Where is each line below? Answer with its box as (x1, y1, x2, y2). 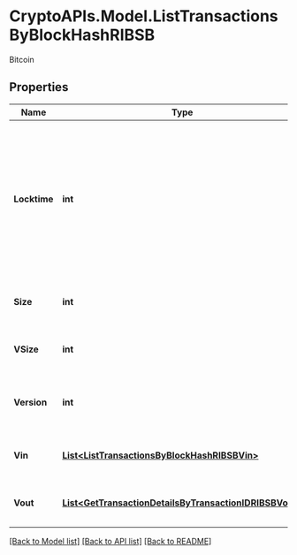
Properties (9, 80, 69, 95)
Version (13, 396, 48, 408)
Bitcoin (9, 54, 35, 65)
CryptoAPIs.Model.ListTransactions (9, 6, 278, 27)
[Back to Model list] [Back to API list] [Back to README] (9, 536, 212, 546)
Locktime (13, 193, 54, 205)
